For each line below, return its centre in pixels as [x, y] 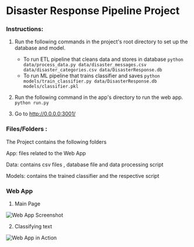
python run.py [32, 103]
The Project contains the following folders [56, 142]
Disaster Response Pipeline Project [93, 11]
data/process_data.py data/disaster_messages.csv [85, 65]
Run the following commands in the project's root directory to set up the [101, 42]
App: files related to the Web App [46, 153]
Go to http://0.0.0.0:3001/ [45, 114]
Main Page [27, 204]
